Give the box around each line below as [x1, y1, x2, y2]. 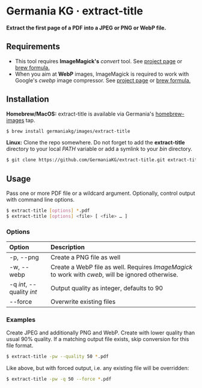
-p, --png [9, 253, 39, 262]
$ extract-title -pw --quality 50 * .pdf [6, 354, 109, 360]
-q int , [9, 280, 28, 289]
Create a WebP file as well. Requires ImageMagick [50, 263, 193, 271]
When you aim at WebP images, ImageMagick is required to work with [14, 70, 189, 78]
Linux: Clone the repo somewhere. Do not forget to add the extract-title [6, 139, 185, 146]
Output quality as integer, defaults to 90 [50, 284, 164, 292]
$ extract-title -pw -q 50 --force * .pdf [6, 376, 112, 383]
